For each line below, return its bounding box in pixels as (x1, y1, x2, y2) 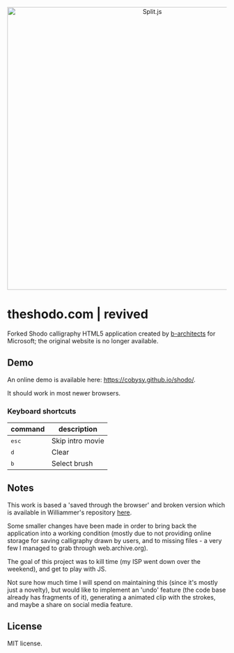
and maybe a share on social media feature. (7, 600, 133, 608)
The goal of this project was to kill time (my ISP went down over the (7, 557, 201, 565)
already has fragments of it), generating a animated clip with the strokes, (7, 592, 216, 601)
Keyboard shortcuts (7, 406, 77, 416)
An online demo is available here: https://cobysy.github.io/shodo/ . (7, 375, 196, 384)
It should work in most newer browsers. (7, 388, 120, 397)
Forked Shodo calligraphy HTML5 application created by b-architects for (7, 329, 216, 338)
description (58, 425, 97, 434)
